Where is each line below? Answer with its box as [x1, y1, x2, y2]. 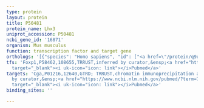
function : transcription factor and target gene [6, 48, 132, 54]
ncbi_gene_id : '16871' [6, 37, 64, 43]
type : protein [6, 8, 42, 15]
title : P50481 [6, 20, 42, 26]
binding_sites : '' [6, 87, 53, 94]
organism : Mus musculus [6, 43, 67, 49]
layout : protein [6, 14, 47, 21]
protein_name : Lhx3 [6, 25, 56, 32]
